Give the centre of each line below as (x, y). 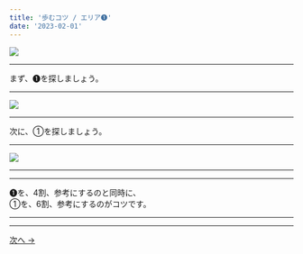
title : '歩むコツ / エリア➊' (61, 18)
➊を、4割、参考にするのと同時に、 (75, 192)
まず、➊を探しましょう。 (56, 78)
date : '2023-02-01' (46, 26)
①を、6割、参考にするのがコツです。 (80, 204)
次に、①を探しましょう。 (58, 131)
